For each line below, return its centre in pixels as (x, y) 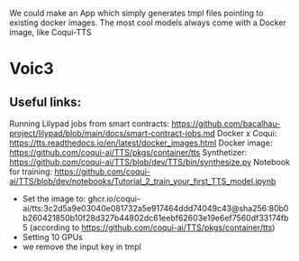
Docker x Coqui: (247, 133)
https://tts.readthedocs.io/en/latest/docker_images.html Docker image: (141, 143)
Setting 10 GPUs (52, 237)
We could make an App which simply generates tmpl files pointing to (136, 13)
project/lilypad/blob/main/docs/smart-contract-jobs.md (113, 133)
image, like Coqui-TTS (50, 32)
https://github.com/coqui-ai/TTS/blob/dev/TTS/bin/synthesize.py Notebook (150, 162)
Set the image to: (54, 199)
